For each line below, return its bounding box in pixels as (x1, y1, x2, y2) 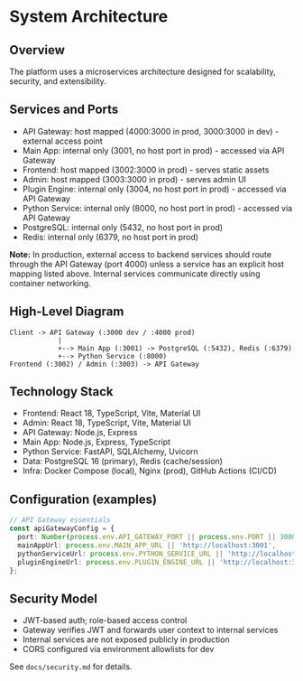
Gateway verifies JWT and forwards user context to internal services (22, 625, 279, 636)
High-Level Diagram (9, 304, 124, 320)
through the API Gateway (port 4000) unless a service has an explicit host (9, 258, 284, 269)
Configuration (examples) (9, 491, 158, 507)
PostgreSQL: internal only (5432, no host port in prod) (22, 221, 224, 232)
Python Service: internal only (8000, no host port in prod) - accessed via (22, 202, 293, 213)
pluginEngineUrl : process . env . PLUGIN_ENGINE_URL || (17, 557, 216, 566)
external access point (22, 135, 104, 146)
